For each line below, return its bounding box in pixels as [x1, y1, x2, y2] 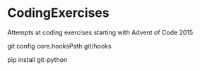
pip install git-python [7, 55, 68, 64]
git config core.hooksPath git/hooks [7, 41, 112, 50]
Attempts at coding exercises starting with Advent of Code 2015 [7, 28, 194, 37]
